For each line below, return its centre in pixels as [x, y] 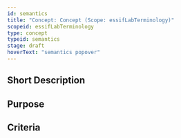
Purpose [26, 104]
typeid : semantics [34, 40]
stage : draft [26, 46]
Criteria [24, 128]
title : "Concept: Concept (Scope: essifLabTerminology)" [91, 20]
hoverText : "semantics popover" [54, 53]
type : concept [28, 33]
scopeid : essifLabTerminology [51, 26]
